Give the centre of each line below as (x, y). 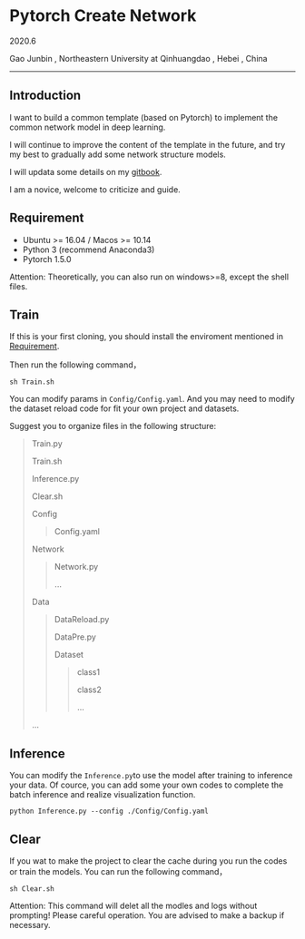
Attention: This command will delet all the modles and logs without (133, 905)
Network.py (76, 567)
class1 (89, 672)
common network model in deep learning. (88, 127)
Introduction (45, 96)
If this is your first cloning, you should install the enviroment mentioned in (147, 337)
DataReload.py (82, 620)
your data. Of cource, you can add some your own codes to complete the (147, 785)
